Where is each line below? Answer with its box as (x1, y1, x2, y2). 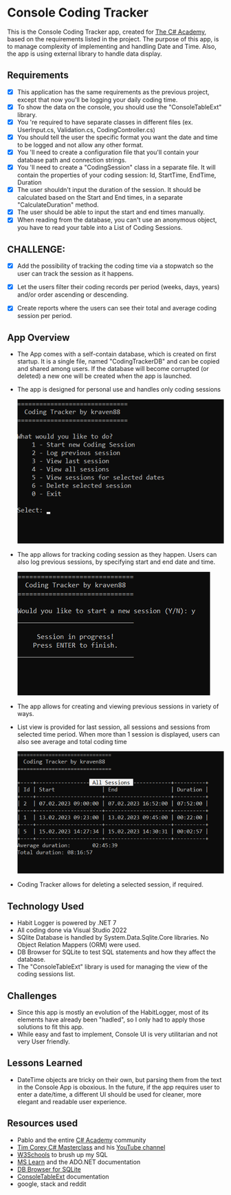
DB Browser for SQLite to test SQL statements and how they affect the (16, 948, 217, 956)
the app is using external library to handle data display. (7, 50, 162, 58)
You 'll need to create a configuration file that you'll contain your (16, 148, 199, 156)
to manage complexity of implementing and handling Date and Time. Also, (7, 42, 217, 50)
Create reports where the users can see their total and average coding (16, 304, 217, 313)
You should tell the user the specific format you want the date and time (16, 133, 218, 141)
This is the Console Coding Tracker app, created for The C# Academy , (7, 28, 207, 36)
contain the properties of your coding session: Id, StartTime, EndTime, (16, 171, 217, 180)
